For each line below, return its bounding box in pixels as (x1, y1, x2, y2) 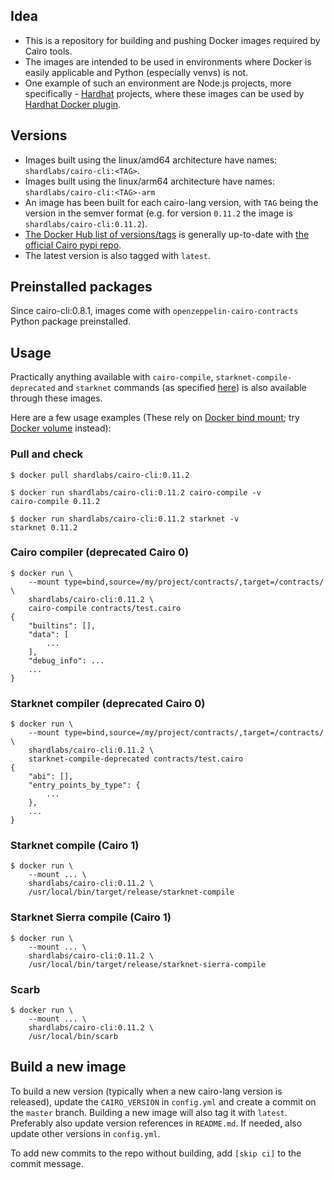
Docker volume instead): (10, 422, 112, 434)
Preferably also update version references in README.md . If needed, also (10, 1117, 303, 1129)
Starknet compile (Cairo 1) (10, 839, 140, 853)
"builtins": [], (28, 620, 97, 631)
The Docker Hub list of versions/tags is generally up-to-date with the (24, 228, 310, 240)
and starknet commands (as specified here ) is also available (57, 382, 307, 394)
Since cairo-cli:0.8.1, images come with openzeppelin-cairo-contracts (10, 305, 299, 317)
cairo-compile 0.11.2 (10, 496, 101, 506)
